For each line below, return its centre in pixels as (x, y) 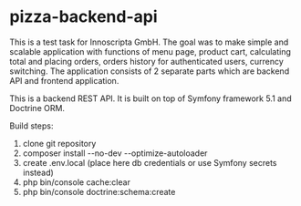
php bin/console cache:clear (76, 182)
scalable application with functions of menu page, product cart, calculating (150, 51)
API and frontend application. (64, 80)
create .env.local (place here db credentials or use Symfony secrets (150, 162)
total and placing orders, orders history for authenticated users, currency (147, 61)
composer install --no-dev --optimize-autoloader (115, 153)
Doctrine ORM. (37, 108)
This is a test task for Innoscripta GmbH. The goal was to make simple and (149, 42)
